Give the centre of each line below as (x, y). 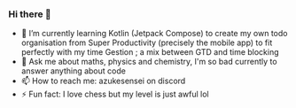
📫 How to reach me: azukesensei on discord (103, 81)
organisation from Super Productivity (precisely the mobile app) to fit (147, 42)
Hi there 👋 (30, 14)
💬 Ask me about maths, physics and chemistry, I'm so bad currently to (149, 62)
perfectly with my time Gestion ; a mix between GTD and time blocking (150, 52)
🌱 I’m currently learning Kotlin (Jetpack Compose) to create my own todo (154, 34)
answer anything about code (73, 71)
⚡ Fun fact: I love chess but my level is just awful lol (115, 94)
